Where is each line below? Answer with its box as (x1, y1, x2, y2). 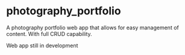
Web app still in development (6, 42, 78, 49)
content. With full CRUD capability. (6, 30, 92, 37)
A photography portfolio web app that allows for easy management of (6, 24, 179, 31)
